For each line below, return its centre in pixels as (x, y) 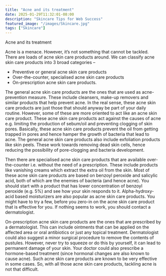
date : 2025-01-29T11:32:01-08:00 (40, 14)
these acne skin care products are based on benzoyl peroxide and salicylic (81, 175)
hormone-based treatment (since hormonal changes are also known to (77, 254)
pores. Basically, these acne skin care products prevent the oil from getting (82, 129)
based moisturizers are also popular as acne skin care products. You (85, 197)
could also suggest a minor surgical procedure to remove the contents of (80, 238)
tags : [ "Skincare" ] (25, 28)
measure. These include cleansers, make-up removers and (88, 98)
